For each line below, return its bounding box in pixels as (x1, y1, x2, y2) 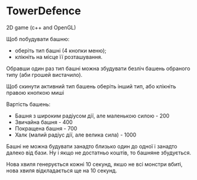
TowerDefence (6, 4, 81, 18)
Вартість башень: (6, 100, 51, 108)
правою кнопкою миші (6, 89, 64, 96)
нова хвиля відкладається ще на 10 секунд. (6, 167, 118, 174)
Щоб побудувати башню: (6, 35, 70, 42)
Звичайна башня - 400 (14, 118, 73, 126)
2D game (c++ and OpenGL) (6, 24, 76, 31)
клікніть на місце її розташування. (14, 53, 103, 60)
